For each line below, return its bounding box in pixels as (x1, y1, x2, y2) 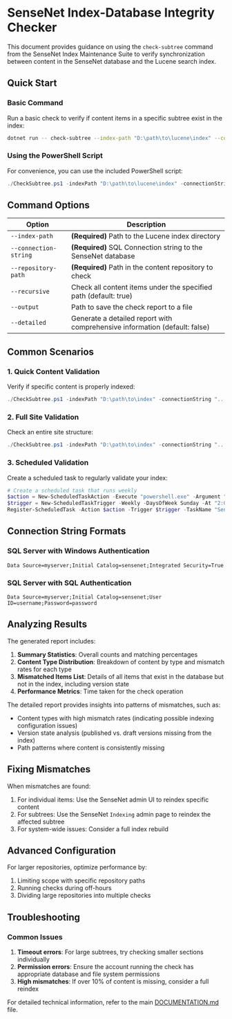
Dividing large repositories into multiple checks (17, 892, 151, 900)
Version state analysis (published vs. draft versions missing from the (17, 729, 212, 737)
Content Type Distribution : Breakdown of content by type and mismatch (17, 657, 225, 666)
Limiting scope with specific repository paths (17, 876, 146, 885)
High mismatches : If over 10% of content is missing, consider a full (17, 977, 209, 986)
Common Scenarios (7, 346, 95, 357)
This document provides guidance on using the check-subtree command (7, 42, 213, 51)
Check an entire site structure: (7, 428, 93, 436)
